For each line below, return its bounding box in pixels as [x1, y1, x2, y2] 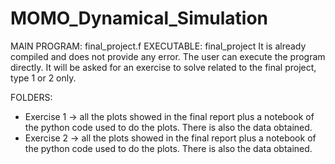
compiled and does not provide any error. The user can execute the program [10, 50, 326, 62]
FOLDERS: [10, 91, 53, 103]
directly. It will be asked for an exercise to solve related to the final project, [10, 61, 317, 73]
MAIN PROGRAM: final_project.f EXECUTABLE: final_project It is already [10, 40, 307, 52]
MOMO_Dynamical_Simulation [10, 7, 269, 30]
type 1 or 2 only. [10, 72, 77, 84]
